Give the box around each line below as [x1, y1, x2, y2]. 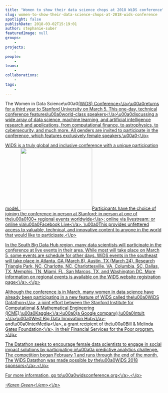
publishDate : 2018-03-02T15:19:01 [5, 21, 77, 27]
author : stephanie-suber [5, 26, 57, 31]
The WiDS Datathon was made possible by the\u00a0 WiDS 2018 [5, 357, 138, 363]
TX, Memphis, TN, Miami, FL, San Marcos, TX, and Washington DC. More [5, 268, 156, 274]
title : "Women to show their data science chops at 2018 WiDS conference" [5, 7, 164, 13]
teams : [5, 63, 19, 68]
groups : [5, 36, 21, 41]
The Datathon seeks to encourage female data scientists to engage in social [5, 341, 161, 347]
